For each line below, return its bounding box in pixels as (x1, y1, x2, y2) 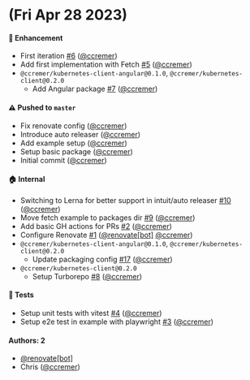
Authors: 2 (8, 335, 45, 345)
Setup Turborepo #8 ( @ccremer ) (32, 271, 143, 281)
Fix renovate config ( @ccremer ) (19, 120, 127, 131)
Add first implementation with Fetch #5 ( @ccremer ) (19, 59, 192, 70)
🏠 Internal (8, 175, 45, 184)
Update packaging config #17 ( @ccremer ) (32, 254, 173, 264)
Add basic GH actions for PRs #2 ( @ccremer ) (19, 221, 173, 231)
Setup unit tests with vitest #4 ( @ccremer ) (19, 309, 162, 317)
